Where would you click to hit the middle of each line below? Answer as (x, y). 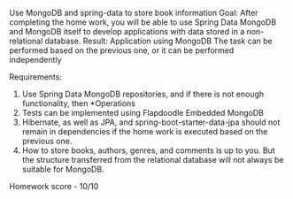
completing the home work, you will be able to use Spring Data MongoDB (143, 22)
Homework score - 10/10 (54, 186)
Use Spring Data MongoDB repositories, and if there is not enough (143, 94)
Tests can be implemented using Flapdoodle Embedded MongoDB (143, 113)
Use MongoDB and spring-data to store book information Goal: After (134, 13)
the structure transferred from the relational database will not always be (153, 160)
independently (35, 60)
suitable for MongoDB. (63, 169)
